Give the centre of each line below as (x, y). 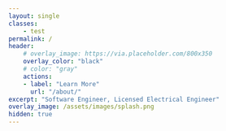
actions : (38, 76)
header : (22, 46)
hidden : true (30, 115)
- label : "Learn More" (61, 84)
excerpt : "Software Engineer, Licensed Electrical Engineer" (114, 99)
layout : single (34, 16)
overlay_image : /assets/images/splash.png (81, 107)
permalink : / (30, 39)
